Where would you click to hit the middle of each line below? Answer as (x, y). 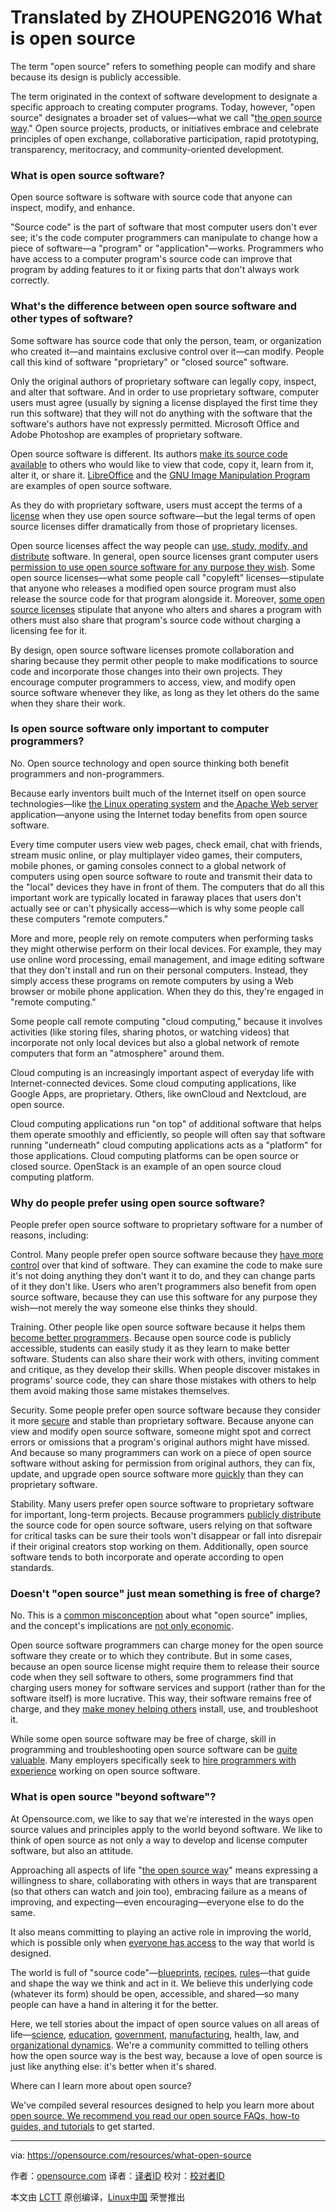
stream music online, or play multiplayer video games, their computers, (156, 855)
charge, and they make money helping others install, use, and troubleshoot (164, 1709)
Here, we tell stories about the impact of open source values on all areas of (165, 2023)
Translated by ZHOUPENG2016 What (166, 17)
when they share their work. (68, 703)
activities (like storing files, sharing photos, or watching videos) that (150, 1032)
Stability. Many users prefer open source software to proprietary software (162, 1504)
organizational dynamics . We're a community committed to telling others (159, 2045)
